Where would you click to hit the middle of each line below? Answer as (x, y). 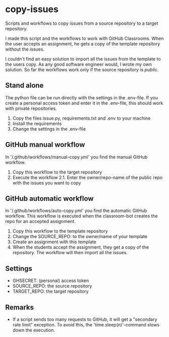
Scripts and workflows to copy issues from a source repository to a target (82, 23)
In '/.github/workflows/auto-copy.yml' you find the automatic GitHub (76, 211)
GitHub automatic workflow (49, 199)
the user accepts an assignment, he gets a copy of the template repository (83, 43)
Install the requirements (37, 123)
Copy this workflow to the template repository (60, 231)
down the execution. (34, 330)
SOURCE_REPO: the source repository (52, 286)
